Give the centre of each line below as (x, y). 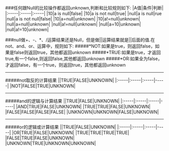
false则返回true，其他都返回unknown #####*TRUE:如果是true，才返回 (87, 52)
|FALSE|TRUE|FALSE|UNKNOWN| (40, 138)
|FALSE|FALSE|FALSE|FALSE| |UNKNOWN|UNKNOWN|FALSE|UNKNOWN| (82, 112)
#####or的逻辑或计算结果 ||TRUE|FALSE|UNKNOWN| (61, 127)
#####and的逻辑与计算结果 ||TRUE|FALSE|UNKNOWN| (62, 101)
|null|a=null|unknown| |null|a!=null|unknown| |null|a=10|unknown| (73, 24)
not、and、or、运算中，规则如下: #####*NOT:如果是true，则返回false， (80, 46)
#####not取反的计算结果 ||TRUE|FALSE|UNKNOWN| (60, 80)
